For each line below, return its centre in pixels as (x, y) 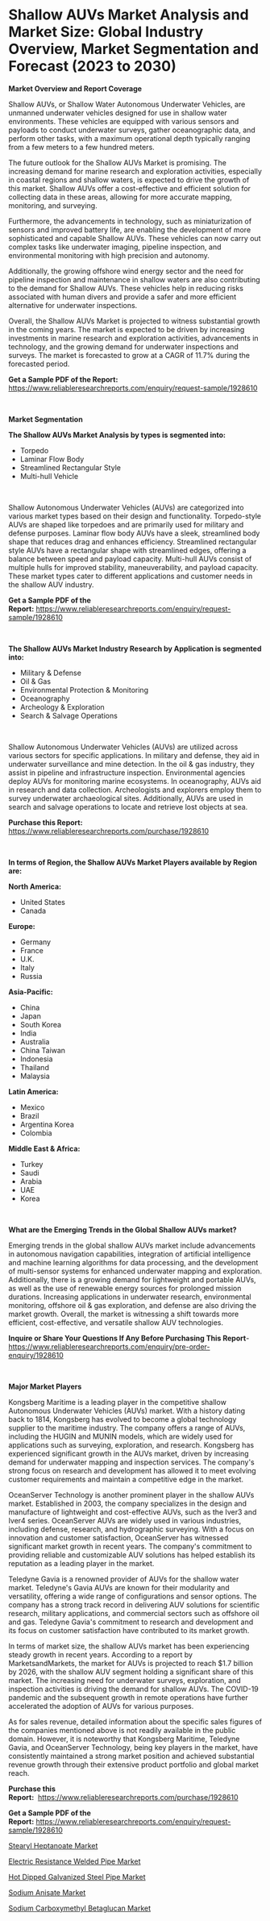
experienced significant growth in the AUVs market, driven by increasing (129, 1453)
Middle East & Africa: (44, 1148)
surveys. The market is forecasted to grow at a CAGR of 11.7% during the (129, 355)
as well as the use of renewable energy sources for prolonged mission (125, 1288)
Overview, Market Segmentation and (134, 49)
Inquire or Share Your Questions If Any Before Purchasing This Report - (129, 1338)
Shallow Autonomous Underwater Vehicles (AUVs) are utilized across (123, 747)
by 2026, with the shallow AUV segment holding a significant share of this (131, 1672)
